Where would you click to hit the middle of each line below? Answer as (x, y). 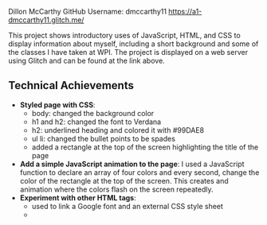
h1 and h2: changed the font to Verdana (96, 122)
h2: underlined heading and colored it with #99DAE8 (118, 130)
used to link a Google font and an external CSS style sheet (127, 206)
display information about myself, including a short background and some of (133, 44)
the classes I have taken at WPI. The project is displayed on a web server (128, 52)
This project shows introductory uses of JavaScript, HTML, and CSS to (124, 35)
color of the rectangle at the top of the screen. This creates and (124, 180)
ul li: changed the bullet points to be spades (103, 138)
